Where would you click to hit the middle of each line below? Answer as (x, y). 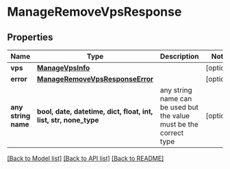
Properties (30, 37)
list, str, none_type (68, 120)
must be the (179, 124)
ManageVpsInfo (63, 68)
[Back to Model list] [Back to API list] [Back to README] (86, 158)
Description (179, 56)
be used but (179, 107)
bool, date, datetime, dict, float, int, (95, 112)
